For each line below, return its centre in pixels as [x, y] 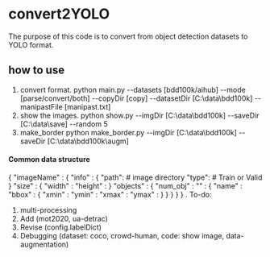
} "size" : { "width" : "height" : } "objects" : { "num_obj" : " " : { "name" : [126, 185]
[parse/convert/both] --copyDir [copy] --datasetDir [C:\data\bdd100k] [136, 98]
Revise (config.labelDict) [61, 227]
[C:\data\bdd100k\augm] [88, 141]
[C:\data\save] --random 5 [64, 124]
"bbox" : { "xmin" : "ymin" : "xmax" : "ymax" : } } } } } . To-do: [110, 194]
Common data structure [49, 160]
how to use [37, 70]
